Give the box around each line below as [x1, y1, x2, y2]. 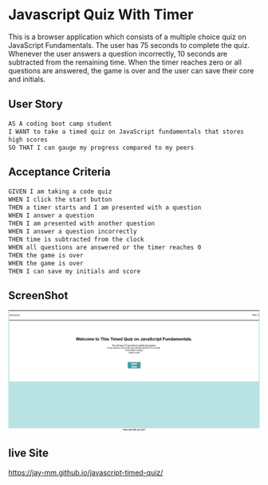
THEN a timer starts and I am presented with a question [8, 203, 202, 211]
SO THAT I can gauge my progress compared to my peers [8, 144, 195, 152]
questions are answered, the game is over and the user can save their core [8, 65, 254, 75]
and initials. [8, 74, 46, 84]
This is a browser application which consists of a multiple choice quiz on [8, 32, 247, 41]
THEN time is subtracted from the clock [8, 235, 145, 243]
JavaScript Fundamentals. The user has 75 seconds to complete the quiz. [8, 40, 250, 49]
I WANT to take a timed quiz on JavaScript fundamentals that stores [8, 128, 245, 136]
